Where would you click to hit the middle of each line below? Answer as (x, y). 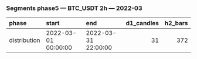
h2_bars (176, 23)
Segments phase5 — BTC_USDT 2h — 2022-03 (74, 8)
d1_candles (142, 23)
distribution (25, 40)
